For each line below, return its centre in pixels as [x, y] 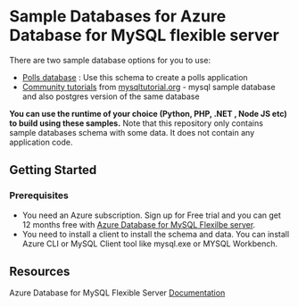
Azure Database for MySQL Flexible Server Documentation [117, 293]
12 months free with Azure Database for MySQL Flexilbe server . [139, 224]
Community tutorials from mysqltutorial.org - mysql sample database [149, 87]
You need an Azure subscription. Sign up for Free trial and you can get [151, 215]
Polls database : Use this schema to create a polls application [135, 77]
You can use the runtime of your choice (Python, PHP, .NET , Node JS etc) [148, 113]
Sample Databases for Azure [118, 17]
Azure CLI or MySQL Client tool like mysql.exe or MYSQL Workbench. [150, 244]
